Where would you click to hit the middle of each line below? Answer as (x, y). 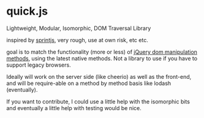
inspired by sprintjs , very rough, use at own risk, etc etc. (77, 40)
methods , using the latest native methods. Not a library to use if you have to (102, 58)
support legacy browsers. (39, 65)
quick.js (27, 11)
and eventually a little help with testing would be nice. (74, 108)
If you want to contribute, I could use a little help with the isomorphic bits (98, 101)
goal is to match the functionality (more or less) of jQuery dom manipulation (102, 52)
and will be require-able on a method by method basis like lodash (89, 83)
